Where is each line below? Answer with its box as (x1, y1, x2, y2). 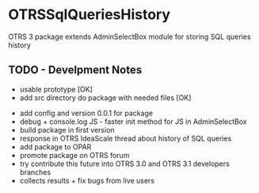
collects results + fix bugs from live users (19, 176, 155, 185)
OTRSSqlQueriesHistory (8, 6, 171, 24)
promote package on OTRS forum (19, 150, 130, 160)
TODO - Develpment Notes (8, 64, 143, 77)
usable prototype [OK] (19, 84, 93, 94)
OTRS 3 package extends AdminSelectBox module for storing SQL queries (8, 32, 251, 41)
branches (19, 167, 51, 176)
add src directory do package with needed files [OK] (19, 93, 192, 102)
